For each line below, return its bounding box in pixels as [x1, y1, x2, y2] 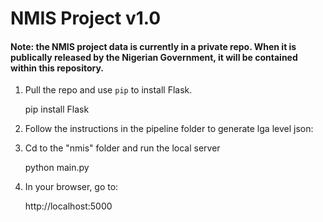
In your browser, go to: [24, 181, 119, 193]
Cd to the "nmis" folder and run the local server [24, 142, 221, 154]
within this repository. [10, 62, 105, 74]
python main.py [24, 162, 90, 174]
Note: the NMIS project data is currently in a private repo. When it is [10, 40, 297, 52]
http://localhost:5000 [24, 200, 113, 212]
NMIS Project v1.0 [10, 7, 162, 30]
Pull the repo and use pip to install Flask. [24, 84, 193, 96]
